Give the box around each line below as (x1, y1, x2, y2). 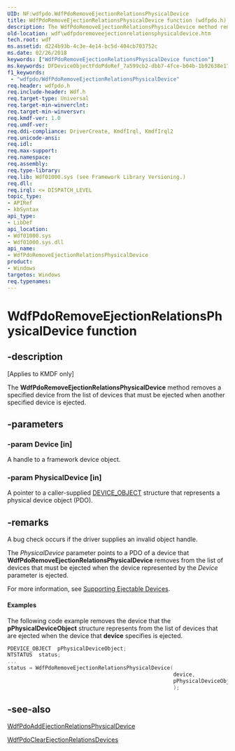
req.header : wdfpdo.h (7, 82, 71, 89)
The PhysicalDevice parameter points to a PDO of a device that (7, 549, 190, 557)
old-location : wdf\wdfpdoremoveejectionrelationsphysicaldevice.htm (7, 29, 211, 37)
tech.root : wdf (7, 36, 52, 44)
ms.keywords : (7, 62, 45, 69)
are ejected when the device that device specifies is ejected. (7, 631, 183, 639)
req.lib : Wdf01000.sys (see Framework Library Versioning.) (7, 173, 187, 180)
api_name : (7, 245, 36, 253)
